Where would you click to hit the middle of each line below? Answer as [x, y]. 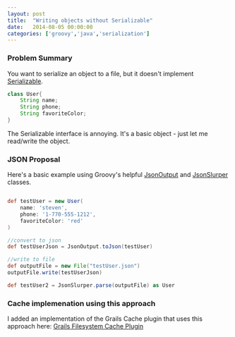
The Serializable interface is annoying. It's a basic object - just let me [108, 133]
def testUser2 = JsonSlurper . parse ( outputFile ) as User [91, 285]
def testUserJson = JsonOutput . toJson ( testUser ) [80, 247]
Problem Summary [40, 59]
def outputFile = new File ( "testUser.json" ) [74, 266]
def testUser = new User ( [45, 202]
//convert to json [34, 240]
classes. [19, 182]
